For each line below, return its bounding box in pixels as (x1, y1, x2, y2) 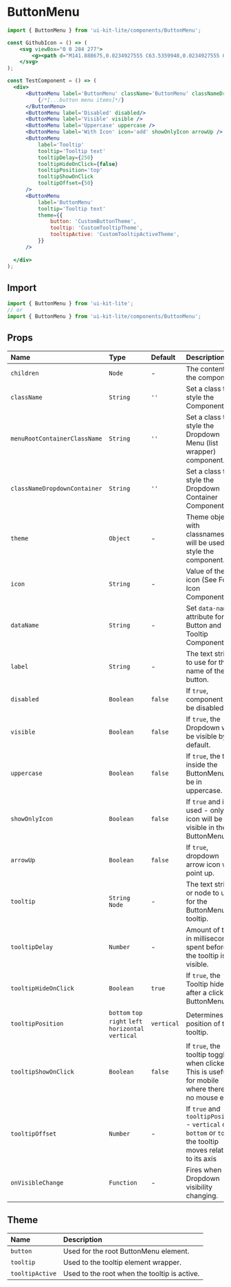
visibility (186, 1182, 213, 1191)
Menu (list (186, 438, 219, 447)
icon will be (186, 813, 223, 823)
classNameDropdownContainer (10, 485, 102, 492)
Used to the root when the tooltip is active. (63, 1268, 200, 1278)
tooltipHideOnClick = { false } (37, 160, 118, 167)
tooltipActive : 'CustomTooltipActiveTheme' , (50, 231, 180, 238)
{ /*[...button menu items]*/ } (37, 96, 125, 103)
